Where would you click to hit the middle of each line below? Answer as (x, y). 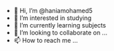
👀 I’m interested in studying (53, 18)
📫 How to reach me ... (46, 40)
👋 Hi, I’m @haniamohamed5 (53, 11)
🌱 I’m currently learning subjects (60, 25)
